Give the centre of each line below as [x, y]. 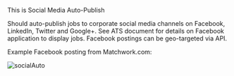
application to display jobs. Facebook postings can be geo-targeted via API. [117, 38]
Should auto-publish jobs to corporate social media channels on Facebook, [116, 23]
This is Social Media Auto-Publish [56, 10]
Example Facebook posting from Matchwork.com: [80, 52]
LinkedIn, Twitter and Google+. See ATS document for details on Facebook [116, 31]
